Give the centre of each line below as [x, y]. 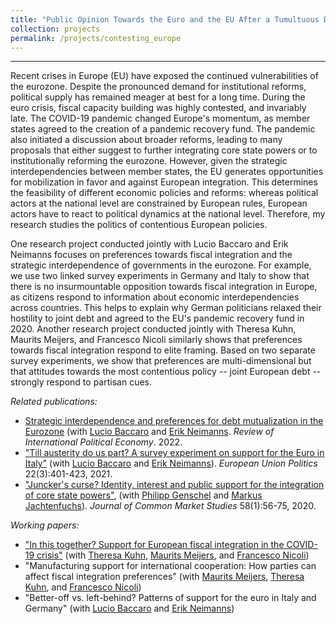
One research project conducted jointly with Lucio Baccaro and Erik [149, 244]
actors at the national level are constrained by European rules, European [159, 203]
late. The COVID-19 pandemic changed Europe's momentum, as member [160, 118]
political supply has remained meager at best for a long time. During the [158, 97]
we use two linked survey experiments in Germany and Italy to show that [160, 276]
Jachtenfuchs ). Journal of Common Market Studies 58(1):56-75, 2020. [170, 506]
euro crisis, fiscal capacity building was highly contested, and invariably [158, 108]
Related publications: [54, 402]
